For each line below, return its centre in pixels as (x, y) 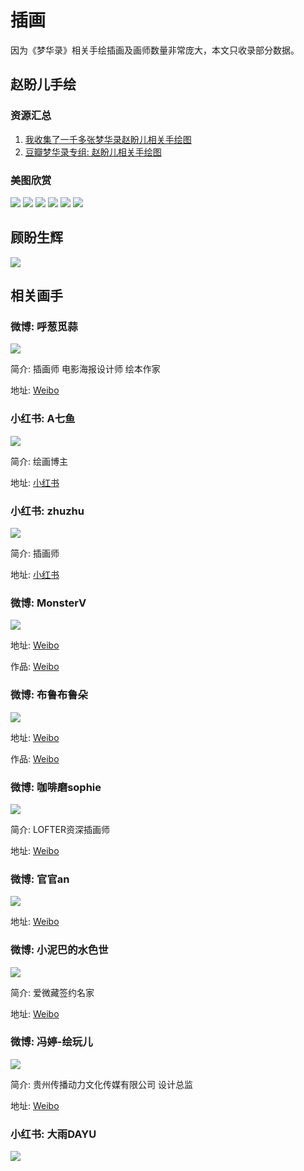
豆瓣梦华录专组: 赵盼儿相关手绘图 (93, 152)
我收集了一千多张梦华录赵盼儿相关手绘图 (108, 139)
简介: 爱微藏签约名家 (52, 992)
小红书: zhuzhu (47, 511)
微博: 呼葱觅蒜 (44, 327)
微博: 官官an (40, 879)
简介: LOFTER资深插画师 (60, 829)
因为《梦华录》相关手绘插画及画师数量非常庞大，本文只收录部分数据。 (155, 50)
